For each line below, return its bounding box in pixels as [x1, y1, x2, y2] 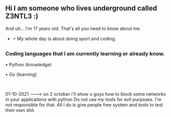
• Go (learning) [5, 71, 37, 77]
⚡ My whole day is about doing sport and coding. [12, 35, 116, 42]
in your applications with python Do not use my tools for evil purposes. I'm [5, 96, 162, 103]
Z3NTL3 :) [5, 12, 38, 21]
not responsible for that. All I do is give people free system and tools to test [5, 102, 163, 108]
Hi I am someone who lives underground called [5, 4, 157, 13]
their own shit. [5, 107, 36, 113]
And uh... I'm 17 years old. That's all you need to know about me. [5, 25, 141, 31]
